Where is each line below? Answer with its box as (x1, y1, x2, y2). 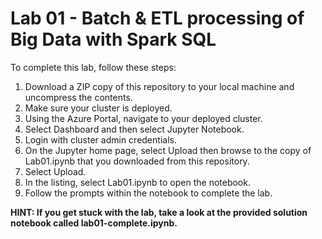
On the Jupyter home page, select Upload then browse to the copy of (24, 144, 312, 156)
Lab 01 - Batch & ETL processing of (10, 7, 305, 30)
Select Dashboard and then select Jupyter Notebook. (24, 123, 245, 135)
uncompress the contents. (24, 91, 133, 103)
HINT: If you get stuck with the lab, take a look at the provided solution (10, 206, 308, 218)
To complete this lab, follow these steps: (10, 61, 177, 73)
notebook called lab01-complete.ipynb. (10, 217, 178, 229)
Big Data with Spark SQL (10, 28, 217, 51)
